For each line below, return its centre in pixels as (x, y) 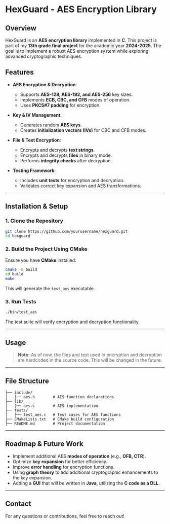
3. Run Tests (21, 302)
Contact (18, 504)
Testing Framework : (34, 170)
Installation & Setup (37, 206)
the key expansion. (32, 477)
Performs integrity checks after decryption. (66, 160)
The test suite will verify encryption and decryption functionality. (73, 322)
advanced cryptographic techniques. (44, 56)
